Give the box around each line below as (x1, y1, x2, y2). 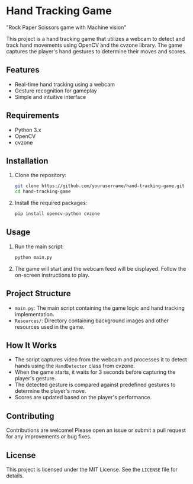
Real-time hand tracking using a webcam (14, 81, 115, 88)
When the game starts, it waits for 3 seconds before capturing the (14, 368, 176, 376)
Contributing (6, 411, 54, 421)
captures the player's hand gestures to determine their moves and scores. (6, 47, 187, 55)
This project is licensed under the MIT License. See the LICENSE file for (6, 466, 178, 473)
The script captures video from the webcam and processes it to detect (14, 356, 188, 363)
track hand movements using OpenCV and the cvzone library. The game (6, 41, 182, 49)
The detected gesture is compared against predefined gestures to (14, 381, 176, 389)
